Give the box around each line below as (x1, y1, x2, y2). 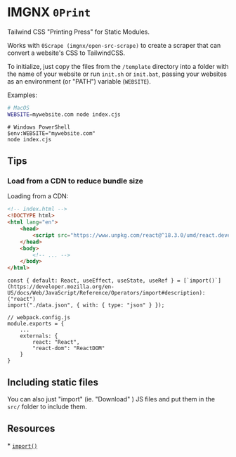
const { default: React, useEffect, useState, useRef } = (7, 277, 181, 285)
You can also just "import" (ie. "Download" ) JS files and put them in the (7, 394, 216, 403)
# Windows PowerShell (7, 124, 71, 131)
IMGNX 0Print (7, 4, 91, 20)
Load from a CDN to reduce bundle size (7, 176, 144, 186)
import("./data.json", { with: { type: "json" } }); (7, 302, 165, 309)
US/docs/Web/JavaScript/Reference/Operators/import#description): (7, 290, 206, 297)
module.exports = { (7, 321, 65, 328)
